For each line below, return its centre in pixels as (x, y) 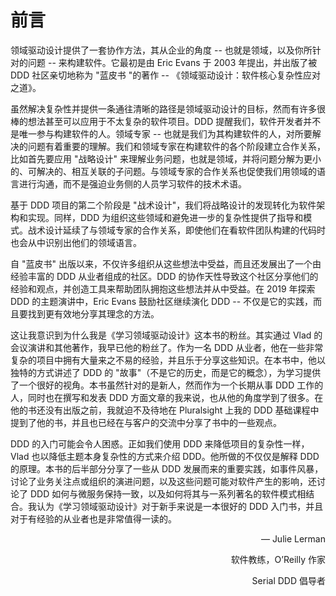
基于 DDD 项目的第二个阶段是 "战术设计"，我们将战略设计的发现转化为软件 (163, 205)
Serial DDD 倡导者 (288, 580)
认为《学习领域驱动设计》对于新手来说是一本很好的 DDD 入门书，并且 (180, 506)
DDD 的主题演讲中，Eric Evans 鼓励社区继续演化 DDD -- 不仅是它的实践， (162, 301)
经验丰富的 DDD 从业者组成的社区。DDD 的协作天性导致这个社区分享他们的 (164, 276)
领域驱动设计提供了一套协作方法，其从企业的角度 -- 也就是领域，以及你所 (161, 50)
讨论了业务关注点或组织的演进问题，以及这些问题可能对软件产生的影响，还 (163, 481)
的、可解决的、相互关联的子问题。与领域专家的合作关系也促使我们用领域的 (163, 171)
